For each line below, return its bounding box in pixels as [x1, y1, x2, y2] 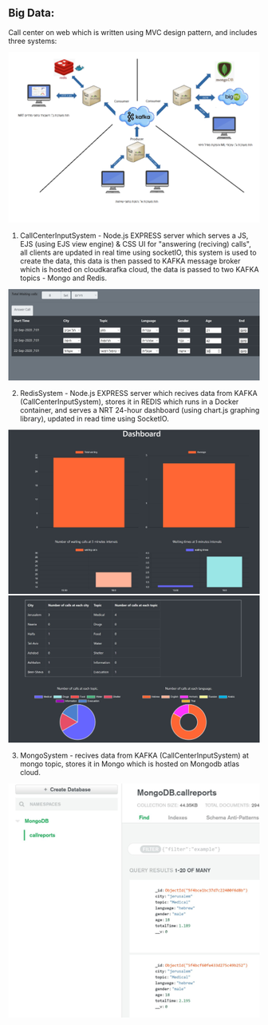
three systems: [8, 36, 57, 46]
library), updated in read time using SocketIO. [19, 414, 169, 424]
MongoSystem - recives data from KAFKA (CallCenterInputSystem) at [19, 750, 250, 760]
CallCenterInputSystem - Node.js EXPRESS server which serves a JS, [19, 231, 249, 240]
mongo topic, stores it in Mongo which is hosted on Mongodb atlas [19, 758, 240, 769]
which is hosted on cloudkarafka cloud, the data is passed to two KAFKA [19, 265, 259, 275]
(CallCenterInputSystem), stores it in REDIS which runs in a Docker [19, 397, 239, 406]
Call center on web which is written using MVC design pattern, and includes [8, 27, 258, 37]
